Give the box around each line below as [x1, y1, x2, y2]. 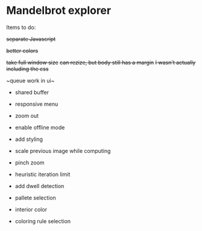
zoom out [14, 112, 39, 119]
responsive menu [14, 100, 58, 108]
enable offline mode [14, 123, 65, 131]
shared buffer [14, 88, 49, 96]
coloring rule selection [14, 217, 71, 224]
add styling [14, 135, 43, 143]
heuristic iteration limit [14, 171, 71, 178]
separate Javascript [6, 35, 56, 42]
